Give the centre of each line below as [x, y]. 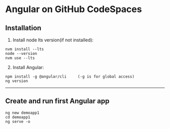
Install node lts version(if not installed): [53, 40]
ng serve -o [18, 121]
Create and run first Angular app [57, 101]
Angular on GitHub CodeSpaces [74, 9]
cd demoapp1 [18, 117]
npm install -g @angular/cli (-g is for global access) [70, 77]
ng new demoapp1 [22, 113]
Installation [23, 28]
